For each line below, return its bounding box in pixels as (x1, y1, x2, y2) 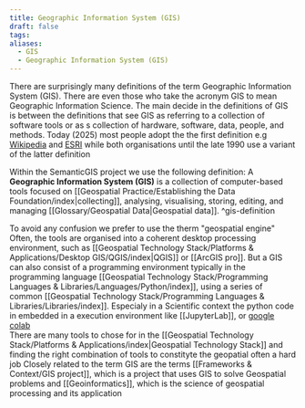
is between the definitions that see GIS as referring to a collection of (9, 110, 266, 120)
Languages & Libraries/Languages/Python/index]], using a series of (9, 281, 263, 292)
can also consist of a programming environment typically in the (9, 262, 246, 272)
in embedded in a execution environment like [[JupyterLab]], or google (9, 310, 275, 320)
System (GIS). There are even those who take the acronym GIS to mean (9, 90, 278, 101)
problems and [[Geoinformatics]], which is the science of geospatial (9, 378, 265, 389)
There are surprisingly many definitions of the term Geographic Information (9, 81, 292, 91)
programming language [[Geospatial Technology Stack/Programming (9, 271, 269, 282)
